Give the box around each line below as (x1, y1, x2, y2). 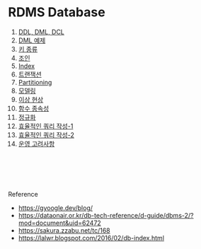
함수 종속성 (18, 104, 50, 112)
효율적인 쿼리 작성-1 (18, 122, 74, 130)
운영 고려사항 (18, 139, 55, 148)
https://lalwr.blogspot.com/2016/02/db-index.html (18, 233, 165, 242)
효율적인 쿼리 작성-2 (18, 130, 75, 139)
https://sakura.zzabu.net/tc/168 (18, 226, 110, 234)
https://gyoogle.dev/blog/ (18, 203, 93, 212)
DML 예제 (18, 36, 46, 45)
